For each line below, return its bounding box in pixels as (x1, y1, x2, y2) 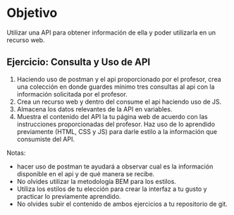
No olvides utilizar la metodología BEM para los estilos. (16, 177, 177, 185)
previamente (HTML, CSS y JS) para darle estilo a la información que (16, 127, 218, 135)
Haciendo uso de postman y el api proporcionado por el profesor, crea (16, 75, 221, 83)
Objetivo (6, 5, 58, 21)
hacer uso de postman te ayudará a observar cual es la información (16, 162, 214, 171)
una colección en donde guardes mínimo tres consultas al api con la (16, 82, 215, 91)
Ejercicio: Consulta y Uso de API (6, 56, 151, 68)
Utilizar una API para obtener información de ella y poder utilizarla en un (6, 28, 216, 37)
